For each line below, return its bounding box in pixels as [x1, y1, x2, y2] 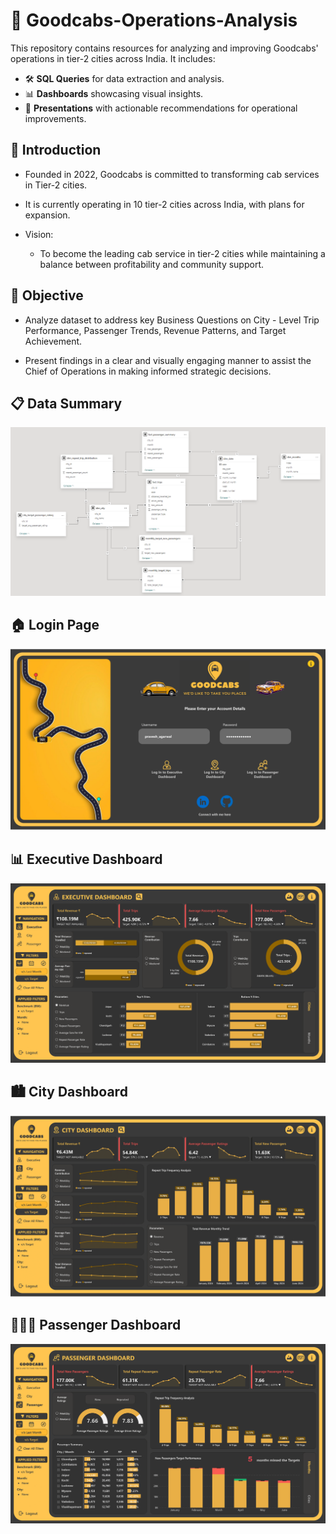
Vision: [24, 228, 54, 240]
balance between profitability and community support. [39, 258, 265, 270]
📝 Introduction [10, 142, 102, 159]
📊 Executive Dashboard [10, 851, 163, 868]
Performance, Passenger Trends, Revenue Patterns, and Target [24, 324, 287, 336]
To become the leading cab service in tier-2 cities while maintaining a [39, 247, 326, 259]
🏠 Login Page [10, 616, 100, 633]
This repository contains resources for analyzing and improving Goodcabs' [10, 42, 319, 54]
